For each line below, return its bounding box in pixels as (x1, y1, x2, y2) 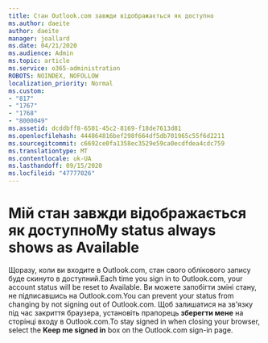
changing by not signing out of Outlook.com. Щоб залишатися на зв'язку (8, 299, 254, 309)
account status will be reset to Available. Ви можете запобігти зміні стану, (8, 282, 258, 291)
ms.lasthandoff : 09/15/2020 (8, 162, 103, 170)
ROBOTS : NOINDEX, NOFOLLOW (8, 72, 99, 80)
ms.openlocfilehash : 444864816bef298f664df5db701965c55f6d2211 (8, 132, 225, 140)
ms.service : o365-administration (8, 65, 121, 73)
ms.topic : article (8, 57, 70, 65)
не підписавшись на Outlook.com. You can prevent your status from (8, 291, 234, 300)
